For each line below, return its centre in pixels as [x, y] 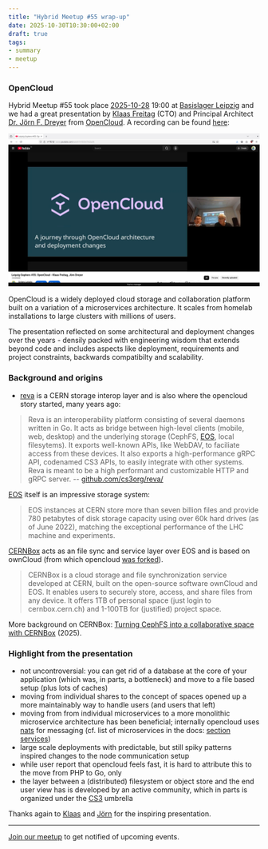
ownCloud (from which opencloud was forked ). [86, 559]
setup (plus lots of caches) [64, 688]
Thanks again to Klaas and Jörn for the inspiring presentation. [110, 814]
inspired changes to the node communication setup [104, 756]
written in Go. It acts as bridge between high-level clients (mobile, [136, 428]
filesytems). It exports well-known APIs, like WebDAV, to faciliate [134, 444]
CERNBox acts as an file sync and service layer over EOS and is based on [129, 551]
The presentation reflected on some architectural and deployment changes [132, 332]
